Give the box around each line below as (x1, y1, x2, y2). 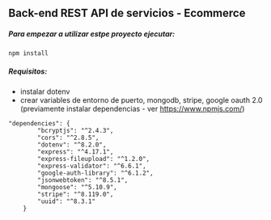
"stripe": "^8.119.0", (37, 190, 114, 199)
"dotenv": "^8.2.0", (37, 141, 107, 149)
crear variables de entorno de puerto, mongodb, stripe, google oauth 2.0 (19, 95, 263, 105)
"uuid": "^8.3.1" (37, 197, 95, 205)
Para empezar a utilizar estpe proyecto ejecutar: (8, 28, 176, 39)
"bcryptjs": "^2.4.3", (37, 127, 114, 135)
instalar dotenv (19, 87, 70, 96)
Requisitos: (8, 66, 48, 76)
